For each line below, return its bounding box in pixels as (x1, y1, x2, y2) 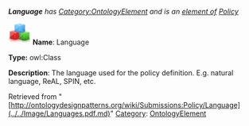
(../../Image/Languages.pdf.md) (8, 109, 111, 118)
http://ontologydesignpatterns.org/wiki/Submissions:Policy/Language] (10, 101, 241, 109)
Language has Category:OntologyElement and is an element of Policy (8, 7, 239, 16)
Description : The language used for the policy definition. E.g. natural (8, 68, 234, 78)
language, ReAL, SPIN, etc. (8, 77, 96, 86)
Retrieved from (8, 92, 57, 101)
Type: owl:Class (8, 53, 61, 62)
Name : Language (32, 37, 90, 47)
